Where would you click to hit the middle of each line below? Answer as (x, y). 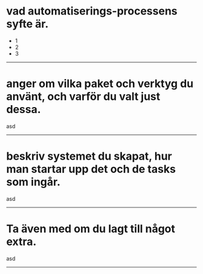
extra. (21, 242)
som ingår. (34, 182)
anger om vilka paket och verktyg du (100, 84)
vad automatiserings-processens (92, 11)
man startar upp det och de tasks (91, 169)
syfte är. (27, 24)
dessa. (24, 109)
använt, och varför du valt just (83, 96)
